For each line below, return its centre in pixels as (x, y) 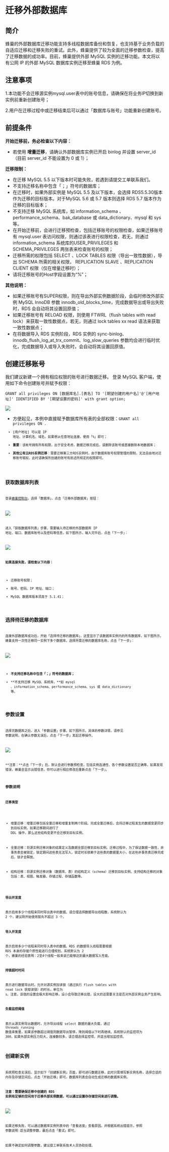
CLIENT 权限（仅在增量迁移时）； (46, 268)
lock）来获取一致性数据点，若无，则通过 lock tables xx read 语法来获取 (86, 321)
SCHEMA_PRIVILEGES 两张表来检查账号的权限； (63, 249)
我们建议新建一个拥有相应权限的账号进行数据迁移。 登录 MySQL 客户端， (81, 377)
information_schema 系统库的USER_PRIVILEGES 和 (65, 243)
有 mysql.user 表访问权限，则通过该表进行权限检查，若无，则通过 (80, 236)
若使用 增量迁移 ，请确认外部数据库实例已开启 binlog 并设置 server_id (84, 152)
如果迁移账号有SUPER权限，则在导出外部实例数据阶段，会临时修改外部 (86, 296)
